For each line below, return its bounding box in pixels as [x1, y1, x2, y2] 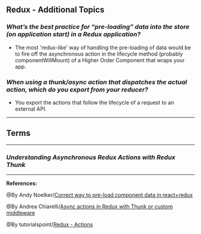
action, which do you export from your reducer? [6, 85, 148, 93]
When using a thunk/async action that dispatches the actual [6, 78, 187, 86]
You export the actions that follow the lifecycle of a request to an [14, 99, 175, 106]
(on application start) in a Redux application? [6, 30, 141, 38]
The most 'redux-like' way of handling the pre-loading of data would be [14, 44, 191, 51]
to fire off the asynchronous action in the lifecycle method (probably [14, 50, 184, 57]
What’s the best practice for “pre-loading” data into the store [6, 23, 190, 31]
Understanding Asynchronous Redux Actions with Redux [6, 153, 176, 161]
